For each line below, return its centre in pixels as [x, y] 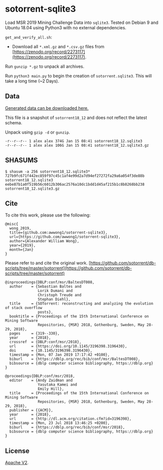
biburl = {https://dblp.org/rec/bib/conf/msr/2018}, [67, 428]
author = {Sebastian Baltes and [45, 287]
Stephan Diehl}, [54, 299]
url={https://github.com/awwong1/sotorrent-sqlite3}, [65, 237]
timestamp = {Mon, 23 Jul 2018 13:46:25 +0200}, [60, 423]
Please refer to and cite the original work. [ [48, 263]
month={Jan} [22, 250]
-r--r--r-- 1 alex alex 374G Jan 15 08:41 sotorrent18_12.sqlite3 [74, 141]
